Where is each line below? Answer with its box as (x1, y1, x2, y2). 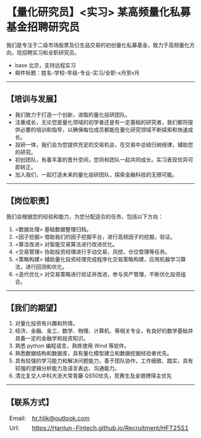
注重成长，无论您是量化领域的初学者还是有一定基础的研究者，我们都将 (14, 118, 188, 126)
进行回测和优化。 (25, 263, 68, 270)
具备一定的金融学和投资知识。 (14, 335, 89, 342)
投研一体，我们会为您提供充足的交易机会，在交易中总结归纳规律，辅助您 (14, 141, 193, 148)
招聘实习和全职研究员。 (22, 49, 80, 56)
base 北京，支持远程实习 (14, 61, 76, 69)
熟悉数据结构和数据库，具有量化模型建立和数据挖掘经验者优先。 (14, 350, 172, 357)
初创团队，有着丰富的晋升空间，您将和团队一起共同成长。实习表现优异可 (14, 156, 193, 163)
